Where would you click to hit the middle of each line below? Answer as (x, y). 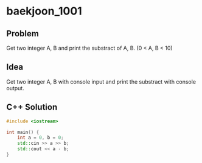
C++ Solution (32, 107)
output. (15, 88)
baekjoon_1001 (44, 11)
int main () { (23, 132)
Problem (23, 34)
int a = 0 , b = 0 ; (40, 138)
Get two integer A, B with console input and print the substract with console (101, 81)
